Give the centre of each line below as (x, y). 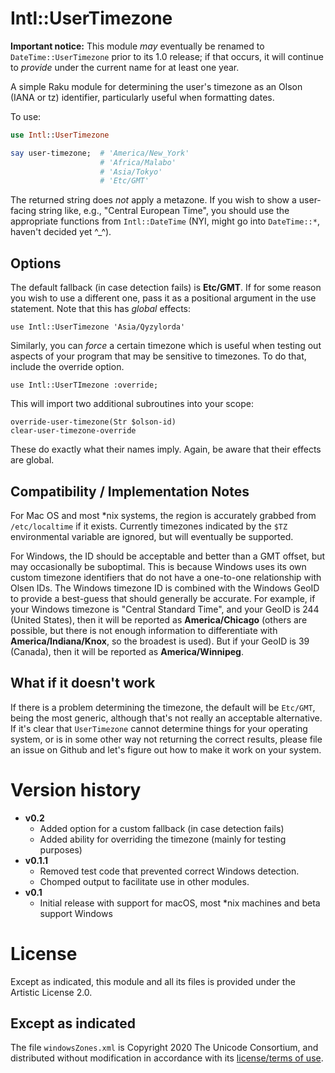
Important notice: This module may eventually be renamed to (137, 46)
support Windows (76, 913)
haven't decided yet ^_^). (61, 232)
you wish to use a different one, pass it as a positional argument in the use (163, 298)
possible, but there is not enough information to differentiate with (144, 630)
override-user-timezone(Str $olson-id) (93, 422)
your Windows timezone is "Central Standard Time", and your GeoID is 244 (165, 609)
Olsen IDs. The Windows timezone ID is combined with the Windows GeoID (165, 588)
